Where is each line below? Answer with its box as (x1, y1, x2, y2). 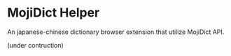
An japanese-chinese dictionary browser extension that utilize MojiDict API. (7, 28, 225, 36)
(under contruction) (7, 41, 64, 49)
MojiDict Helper (7, 5, 100, 21)
